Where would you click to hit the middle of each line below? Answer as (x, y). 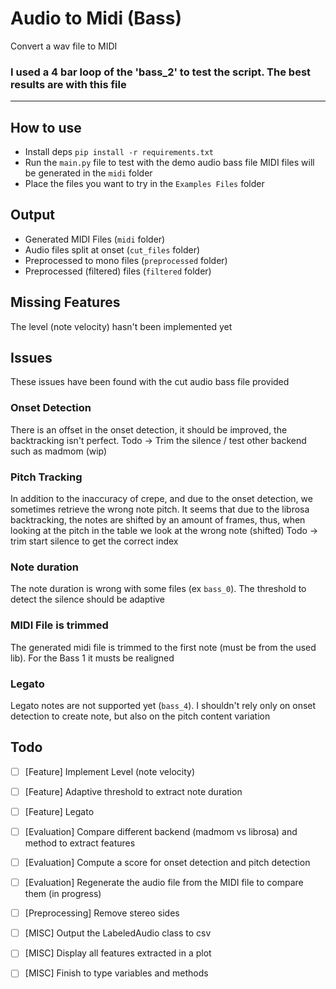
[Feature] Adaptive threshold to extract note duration (133, 791)
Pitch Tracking (46, 477)
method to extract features (80, 843)
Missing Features (65, 302)
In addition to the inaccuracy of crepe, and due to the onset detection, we (161, 499)
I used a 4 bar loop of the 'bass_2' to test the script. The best (161, 72)
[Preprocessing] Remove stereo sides (102, 913)
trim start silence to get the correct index (94, 541)
